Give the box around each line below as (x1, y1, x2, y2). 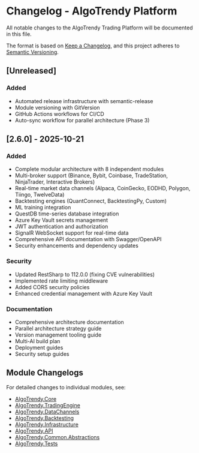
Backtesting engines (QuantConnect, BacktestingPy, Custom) (14, 197, 167, 205)
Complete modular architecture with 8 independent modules (14, 166, 164, 173)
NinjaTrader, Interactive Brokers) (14, 178, 95, 185)
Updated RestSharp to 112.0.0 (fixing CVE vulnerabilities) (14, 271, 155, 278)
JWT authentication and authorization (14, 223, 108, 230)
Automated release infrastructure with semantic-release (14, 97, 153, 104)
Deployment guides (14, 344, 64, 351)
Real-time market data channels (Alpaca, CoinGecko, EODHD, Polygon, (14, 185, 191, 192)
